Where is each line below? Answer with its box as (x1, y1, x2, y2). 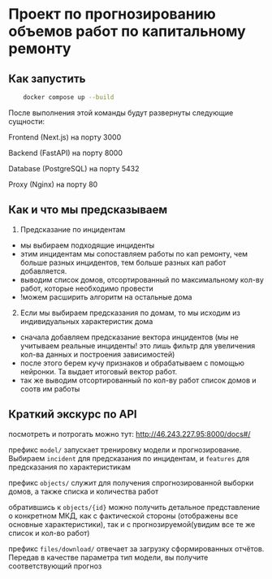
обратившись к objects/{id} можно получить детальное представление (8, 502, 261, 512)
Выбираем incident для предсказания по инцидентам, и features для (8, 453, 250, 463)
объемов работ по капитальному (8, 22, 246, 41)
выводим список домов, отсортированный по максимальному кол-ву (19, 274, 264, 284)
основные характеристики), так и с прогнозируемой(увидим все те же (8, 519, 256, 529)
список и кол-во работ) (8, 528, 90, 538)
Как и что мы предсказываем (8, 203, 168, 217)
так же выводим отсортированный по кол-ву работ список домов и (19, 375, 257, 385)
